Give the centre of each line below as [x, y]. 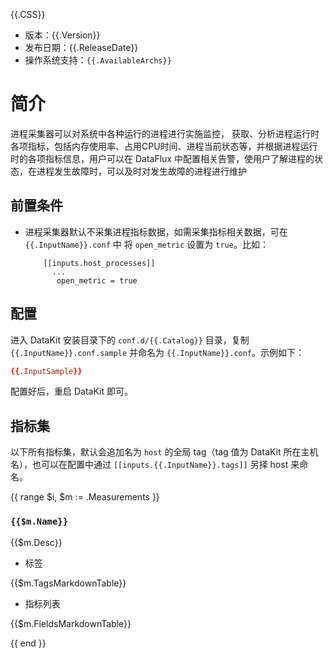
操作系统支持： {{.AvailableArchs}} [98, 60]
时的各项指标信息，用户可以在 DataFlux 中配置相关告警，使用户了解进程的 [162, 158]
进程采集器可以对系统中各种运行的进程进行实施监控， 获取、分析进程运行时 [165, 133]
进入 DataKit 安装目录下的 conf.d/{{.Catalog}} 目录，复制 [130, 340]
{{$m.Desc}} [36, 542]
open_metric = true [97, 280]
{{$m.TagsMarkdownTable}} [68, 583]
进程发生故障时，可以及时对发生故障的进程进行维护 [141, 171]
